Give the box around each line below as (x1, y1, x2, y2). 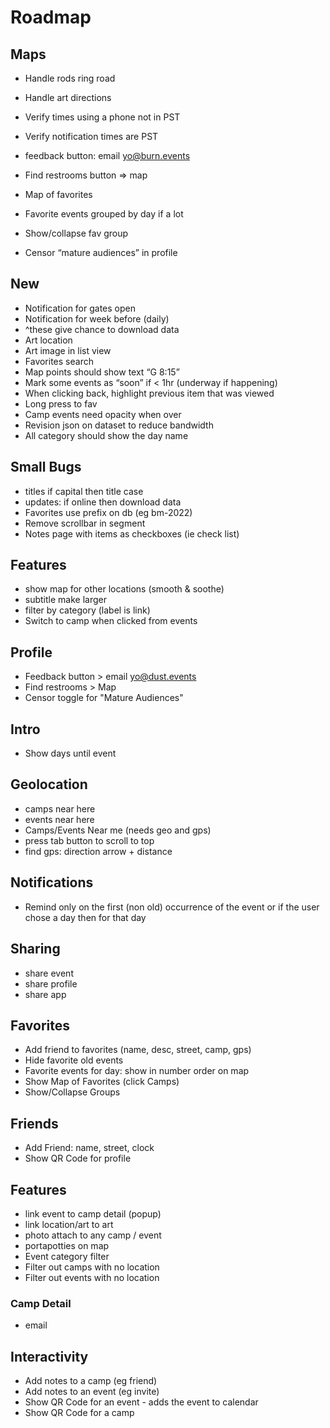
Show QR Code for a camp (24, 1407, 135, 1419)
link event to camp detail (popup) (24, 1207, 162, 1220)
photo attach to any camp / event (24, 1229, 162, 1241)
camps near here (24, 802, 96, 815)
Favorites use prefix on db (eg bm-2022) (24, 506, 193, 518)
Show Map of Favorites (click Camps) (24, 1076, 180, 1088)
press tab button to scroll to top (24, 834, 155, 846)
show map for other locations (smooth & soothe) (24, 583, 225, 595)
